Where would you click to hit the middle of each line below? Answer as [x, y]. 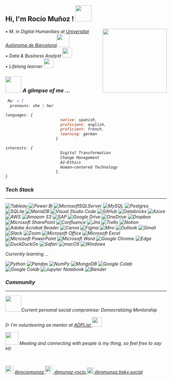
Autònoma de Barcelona [31, 45]
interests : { [19, 148]
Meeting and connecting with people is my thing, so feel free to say [90, 343]
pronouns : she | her [32, 105]
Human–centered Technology [89, 167]
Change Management [80, 157]
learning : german [79, 134]
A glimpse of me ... [46, 90]
